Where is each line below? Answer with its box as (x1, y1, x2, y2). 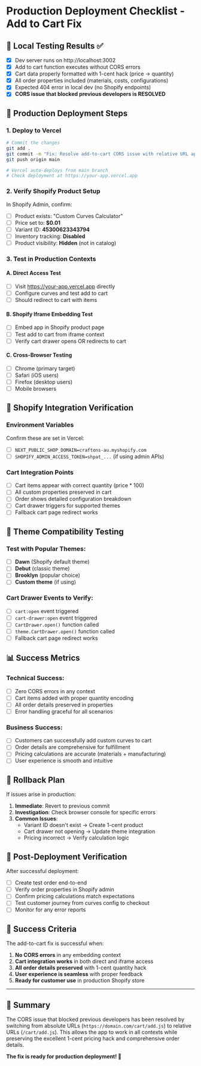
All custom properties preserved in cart (14, 488, 112, 496)
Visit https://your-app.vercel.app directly (14, 283, 115, 290)
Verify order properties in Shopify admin (14, 886, 115, 893)
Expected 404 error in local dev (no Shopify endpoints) (14, 84, 151, 91)
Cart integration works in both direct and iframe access (14, 958, 154, 965)
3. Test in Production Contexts (6, 255, 96, 263)
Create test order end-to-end (14, 879, 87, 886)
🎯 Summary (6, 999, 51, 1010)
